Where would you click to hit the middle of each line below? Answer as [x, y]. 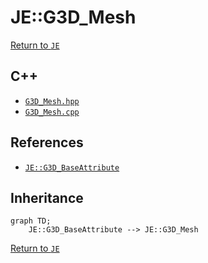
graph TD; [31, 221]
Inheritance [47, 197]
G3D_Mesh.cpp [52, 112]
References [47, 142]
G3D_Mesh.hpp [52, 101]
